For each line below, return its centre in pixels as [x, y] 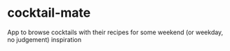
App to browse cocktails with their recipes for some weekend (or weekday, [115, 32]
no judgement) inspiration [45, 39]
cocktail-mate [49, 13]
